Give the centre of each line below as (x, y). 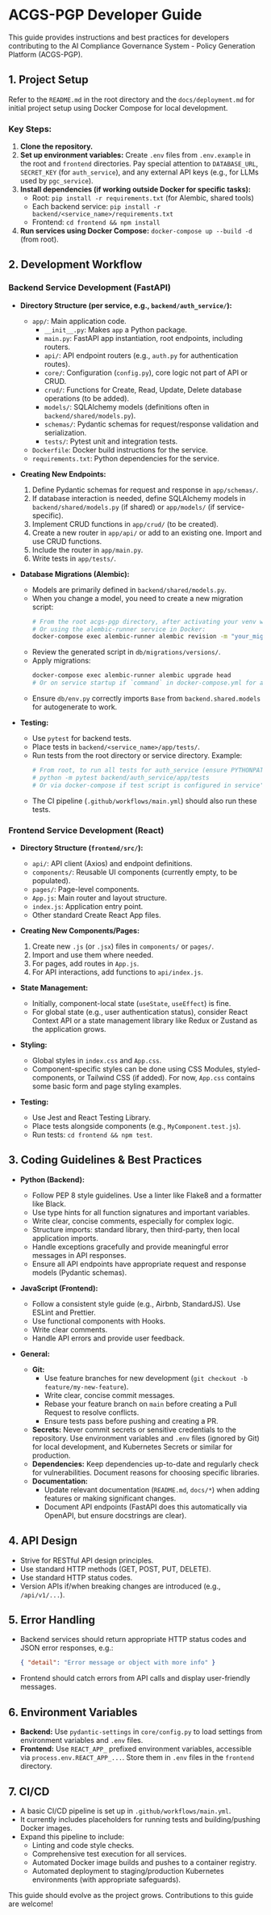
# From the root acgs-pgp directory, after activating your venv (144, 621)
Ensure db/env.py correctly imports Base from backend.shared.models (146, 699)
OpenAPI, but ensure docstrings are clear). (115, 1515)
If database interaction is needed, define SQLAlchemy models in (139, 498)
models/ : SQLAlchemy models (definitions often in (127, 406)
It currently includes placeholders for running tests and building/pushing (140, 1819)
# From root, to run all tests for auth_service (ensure (130, 770)
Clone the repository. (56, 146)
